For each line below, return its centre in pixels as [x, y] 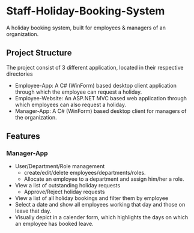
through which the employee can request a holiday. [78, 92]
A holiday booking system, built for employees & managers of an [86, 28]
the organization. [36, 117]
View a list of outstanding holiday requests [68, 186]
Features [23, 136]
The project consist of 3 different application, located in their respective [95, 67]
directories [20, 74]
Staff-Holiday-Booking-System [86, 11]
